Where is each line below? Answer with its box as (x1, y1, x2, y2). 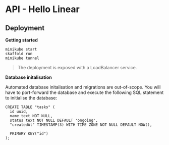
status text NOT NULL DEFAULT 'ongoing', (10, 118, 98, 123)
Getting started (5, 37, 38, 43)
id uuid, (10, 109, 28, 114)
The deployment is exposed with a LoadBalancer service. (17, 65, 137, 70)
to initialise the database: (5, 95, 57, 101)
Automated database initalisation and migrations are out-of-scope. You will (5, 84, 161, 90)
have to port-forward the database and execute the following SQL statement (5, 89, 164, 95)
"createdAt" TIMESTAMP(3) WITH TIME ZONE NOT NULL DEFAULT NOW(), (10, 122, 152, 127)
